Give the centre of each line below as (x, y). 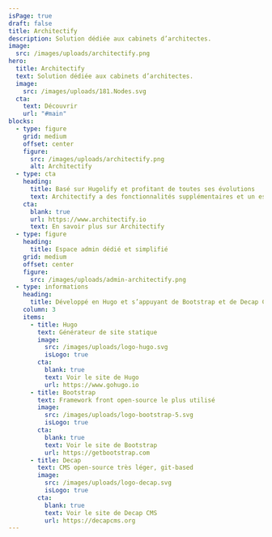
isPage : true (30, 16)
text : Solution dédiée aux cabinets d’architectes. (105, 76)
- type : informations (52, 287)
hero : (17, 62)
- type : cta (36, 174)
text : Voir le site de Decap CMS (101, 513)
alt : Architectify (61, 167)
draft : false (30, 23)
